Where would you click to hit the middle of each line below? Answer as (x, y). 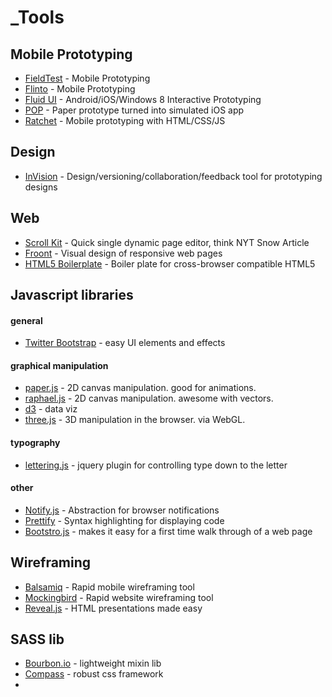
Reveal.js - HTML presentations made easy (113, 608)
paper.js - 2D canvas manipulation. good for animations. (140, 388)
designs (41, 187)
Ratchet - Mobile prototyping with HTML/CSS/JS (125, 120)
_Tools (37, 17)
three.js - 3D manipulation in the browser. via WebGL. (135, 420)
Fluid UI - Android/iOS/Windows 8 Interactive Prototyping (143, 99)
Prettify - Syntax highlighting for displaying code (124, 520)
